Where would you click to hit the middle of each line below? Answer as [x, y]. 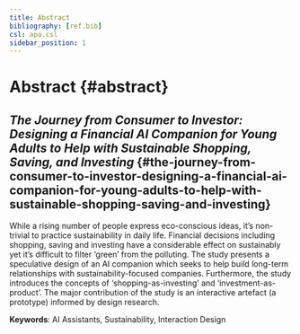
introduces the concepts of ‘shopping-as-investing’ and [112, 283]
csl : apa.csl [34, 34]
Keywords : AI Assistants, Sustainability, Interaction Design [118, 320]
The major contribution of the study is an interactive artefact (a [160, 293]
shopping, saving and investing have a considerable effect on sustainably [145, 245]
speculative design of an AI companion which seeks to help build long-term [149, 264]
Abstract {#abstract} [89, 87]
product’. [26, 293]
